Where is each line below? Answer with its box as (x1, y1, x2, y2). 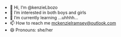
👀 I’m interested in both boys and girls (9, 10, 87, 15)
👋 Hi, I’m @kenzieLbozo (9, 5, 58, 10)
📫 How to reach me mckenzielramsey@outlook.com (9, 20, 116, 26)
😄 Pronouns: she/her (9, 27, 53, 33)
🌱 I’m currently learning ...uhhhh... (9, 15, 78, 20)
